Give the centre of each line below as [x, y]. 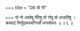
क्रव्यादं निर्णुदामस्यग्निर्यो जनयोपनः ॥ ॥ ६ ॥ [39, 23]
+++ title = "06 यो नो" [26, 8]
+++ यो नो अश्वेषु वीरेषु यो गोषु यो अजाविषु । [40, 17]
